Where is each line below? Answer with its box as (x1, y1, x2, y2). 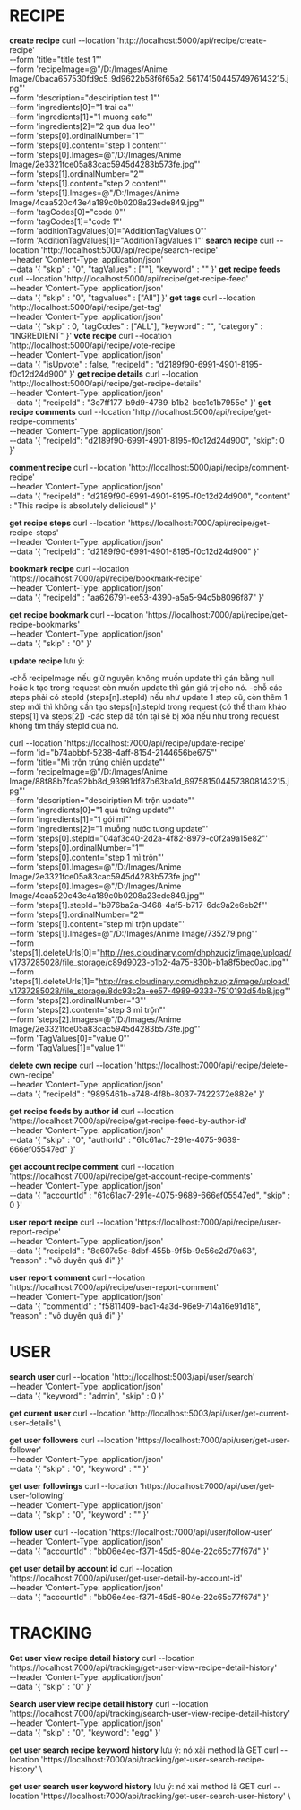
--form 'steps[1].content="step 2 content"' (9, 178, 167, 188)
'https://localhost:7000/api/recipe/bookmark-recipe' (9, 573, 202, 584)
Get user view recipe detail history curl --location (9, 1652, 195, 1663)
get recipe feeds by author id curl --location (9, 1105, 175, 1116)
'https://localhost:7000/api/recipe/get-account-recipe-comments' (9, 1171, 254, 1182)
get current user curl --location (9, 1407, 127, 1418)
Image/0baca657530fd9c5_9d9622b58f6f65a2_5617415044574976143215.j (9, 73, 289, 83)
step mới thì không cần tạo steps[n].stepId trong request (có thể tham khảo (9, 701, 287, 712)
